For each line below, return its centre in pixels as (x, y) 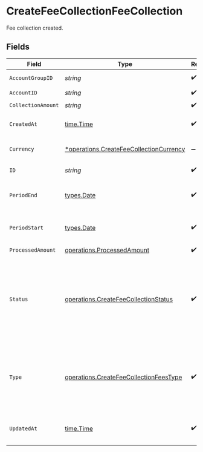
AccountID (23, 93)
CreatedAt (23, 124)
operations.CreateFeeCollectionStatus (119, 299)
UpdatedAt (23, 428)
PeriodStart (27, 228)
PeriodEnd (23, 195)
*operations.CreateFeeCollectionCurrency (125, 149)
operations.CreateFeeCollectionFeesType (123, 377)
